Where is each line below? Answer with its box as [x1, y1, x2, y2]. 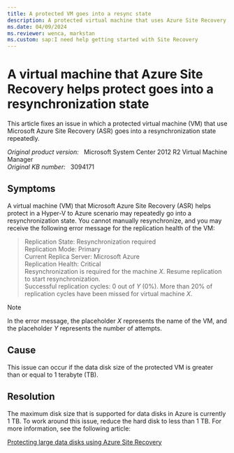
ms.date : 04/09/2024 [7, 23, 68, 30]
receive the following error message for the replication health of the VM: [7, 223, 215, 232]
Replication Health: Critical [24, 260, 101, 268]
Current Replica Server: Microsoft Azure [24, 252, 140, 260]
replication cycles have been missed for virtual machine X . [24, 289, 193, 298]
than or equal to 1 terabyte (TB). [7, 370, 99, 379]
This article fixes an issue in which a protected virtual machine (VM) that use [7, 120, 228, 128]
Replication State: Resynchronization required [24, 237, 156, 246]
